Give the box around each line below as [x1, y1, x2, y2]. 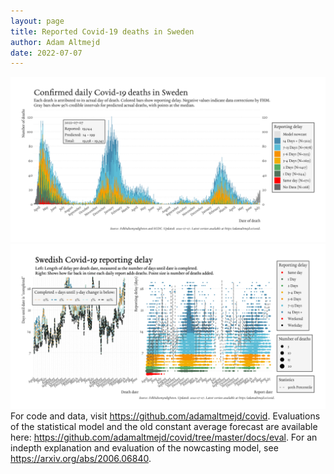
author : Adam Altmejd [10, 37, 101, 47]
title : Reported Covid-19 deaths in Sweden [10, 26, 195, 37]
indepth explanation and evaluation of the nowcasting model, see [10, 441, 279, 454]
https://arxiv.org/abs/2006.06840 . [10, 452, 152, 464]
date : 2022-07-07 [10, 48, 83, 58]
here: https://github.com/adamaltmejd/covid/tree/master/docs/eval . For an [10, 431, 318, 443]
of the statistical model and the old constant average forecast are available [10, 420, 318, 432]
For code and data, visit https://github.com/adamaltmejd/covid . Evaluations [10, 410, 321, 422]
